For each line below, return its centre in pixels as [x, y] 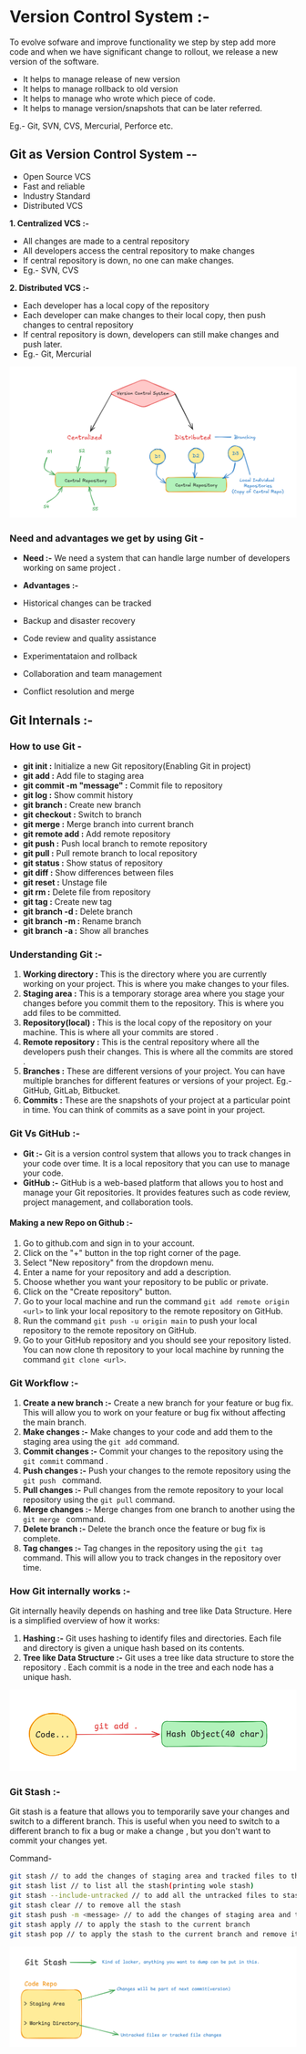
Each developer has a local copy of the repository [116, 305]
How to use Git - [46, 746]
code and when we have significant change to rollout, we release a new [144, 51]
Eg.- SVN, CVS [51, 270]
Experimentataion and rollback [80, 656]
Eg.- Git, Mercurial [57, 354]
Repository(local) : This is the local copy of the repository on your [147, 1022]
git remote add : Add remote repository [97, 834]
